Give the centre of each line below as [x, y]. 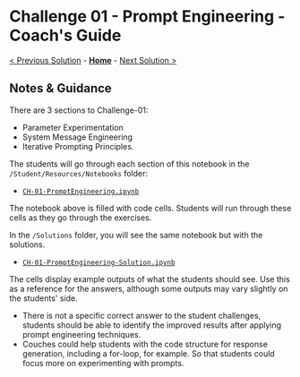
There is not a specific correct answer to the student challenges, [141, 315]
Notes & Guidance [60, 88]
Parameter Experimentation [73, 127]
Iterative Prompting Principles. [78, 146]
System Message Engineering [77, 137]
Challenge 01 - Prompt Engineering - [147, 17]
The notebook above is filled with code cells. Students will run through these [150, 208]
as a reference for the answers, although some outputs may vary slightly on [149, 288]
